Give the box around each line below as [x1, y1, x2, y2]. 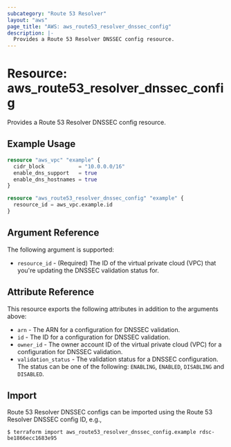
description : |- [7, 29, 54, 37]
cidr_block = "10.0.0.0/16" [13, 163, 126, 170]
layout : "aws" [7, 17, 48, 24]
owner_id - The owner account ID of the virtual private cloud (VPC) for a [17, 340, 222, 349]
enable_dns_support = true [13, 169, 98, 177]
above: [7, 312, 27, 320]
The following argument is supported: [7, 245, 114, 254]
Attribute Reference [7, 286, 95, 298]
